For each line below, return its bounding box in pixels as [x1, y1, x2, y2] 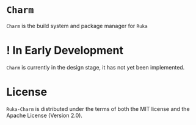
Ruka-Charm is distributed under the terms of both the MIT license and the [6, 105, 191, 112]
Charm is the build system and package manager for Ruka [6, 22, 148, 29]
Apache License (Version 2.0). [6, 112, 82, 119]
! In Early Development [6, 44, 124, 57]
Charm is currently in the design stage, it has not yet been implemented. [6, 63, 185, 71]
